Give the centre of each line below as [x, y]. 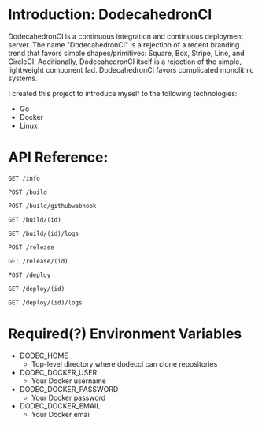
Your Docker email [61, 414]
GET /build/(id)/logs [44, 233]
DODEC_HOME [44, 356]
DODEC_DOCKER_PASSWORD [69, 389]
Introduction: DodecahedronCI [110, 15]
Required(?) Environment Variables [125, 334]
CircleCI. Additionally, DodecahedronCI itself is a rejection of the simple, [125, 62]
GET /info [24, 178]
